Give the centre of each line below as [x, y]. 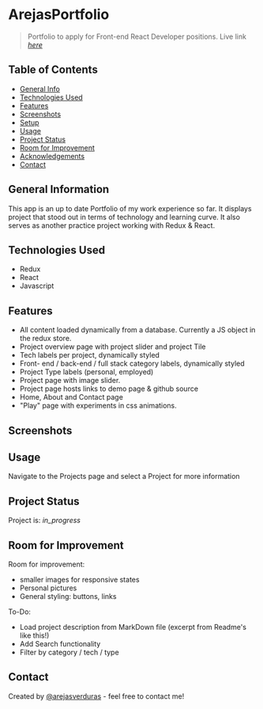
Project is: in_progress [45, 521]
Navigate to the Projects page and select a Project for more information [124, 476]
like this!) [34, 635]
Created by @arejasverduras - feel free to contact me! [96, 696]
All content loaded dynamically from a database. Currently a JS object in [137, 330]
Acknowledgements [52, 156]
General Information [59, 190]
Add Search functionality [60, 644]
